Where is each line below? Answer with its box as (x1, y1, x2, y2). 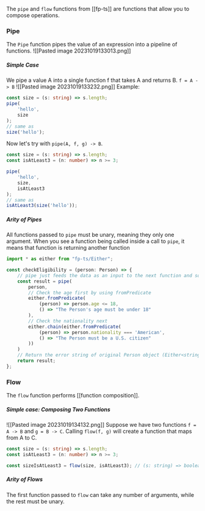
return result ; (17, 358, 56, 364)
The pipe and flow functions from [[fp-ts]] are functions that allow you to (6, 5, 190, 12)
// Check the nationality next (28, 317, 108, 324)
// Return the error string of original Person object (17, 352, 160, 358)
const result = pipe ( (17, 278, 72, 284)
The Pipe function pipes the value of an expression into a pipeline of (6, 41, 178, 48)
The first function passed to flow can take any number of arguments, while (6, 491, 194, 498)
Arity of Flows (6, 476, 43, 483)
